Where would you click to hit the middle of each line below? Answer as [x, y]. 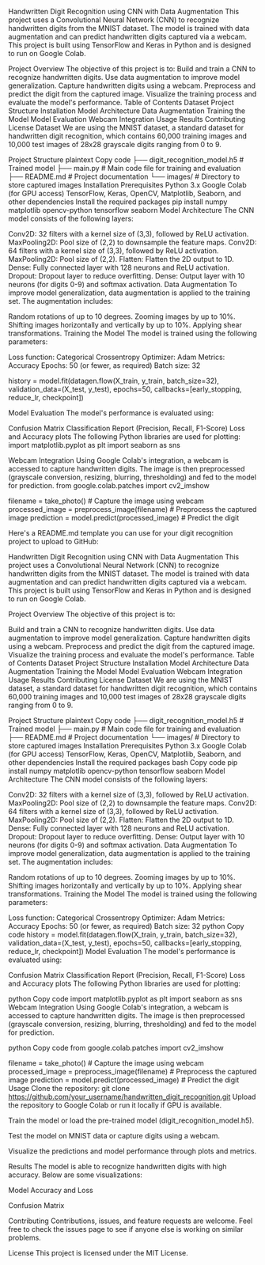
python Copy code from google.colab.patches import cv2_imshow [116, 1048]
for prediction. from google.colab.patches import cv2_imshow [109, 485]
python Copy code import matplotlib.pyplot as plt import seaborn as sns [125, 999]
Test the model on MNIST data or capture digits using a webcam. [114, 1136]
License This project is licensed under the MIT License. [98, 1253]
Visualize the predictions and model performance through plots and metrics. [132, 1151]
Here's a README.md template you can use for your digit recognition [121, 533]
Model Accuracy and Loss [51, 1190]
